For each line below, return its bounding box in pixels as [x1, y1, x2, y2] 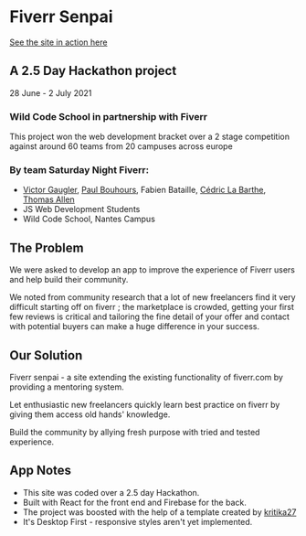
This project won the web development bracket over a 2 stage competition [9, 131, 290, 143]
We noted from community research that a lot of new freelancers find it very [9, 292, 296, 303]
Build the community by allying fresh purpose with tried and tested [9, 426, 260, 437]
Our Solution [9, 348, 83, 363]
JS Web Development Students [22, 204, 141, 215]
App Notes [9, 463, 71, 478]
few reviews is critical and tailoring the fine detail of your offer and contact [9, 311, 290, 322]
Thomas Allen [22, 194, 75, 205]
